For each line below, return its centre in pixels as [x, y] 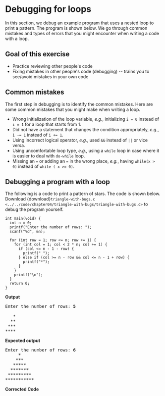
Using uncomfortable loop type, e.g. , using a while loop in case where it [86, 150]
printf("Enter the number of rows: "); [51, 227]
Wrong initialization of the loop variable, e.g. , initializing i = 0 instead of [86, 119]
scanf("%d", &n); [27, 232]
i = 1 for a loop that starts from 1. [47, 124]
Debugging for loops [48, 9]
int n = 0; [21, 223]
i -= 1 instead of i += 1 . [38, 135]
